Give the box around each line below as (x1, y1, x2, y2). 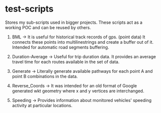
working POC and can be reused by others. (5, 24, 91, 30)
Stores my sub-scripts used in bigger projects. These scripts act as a (5, 19, 143, 25)
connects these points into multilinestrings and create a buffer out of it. (12, 39, 154, 45)
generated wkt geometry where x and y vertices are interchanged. (12, 88, 145, 94)
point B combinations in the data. (12, 73, 78, 79)
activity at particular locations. (12, 102, 73, 108)
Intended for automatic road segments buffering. (12, 44, 109, 50)
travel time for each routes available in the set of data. (12, 59, 120, 65)
